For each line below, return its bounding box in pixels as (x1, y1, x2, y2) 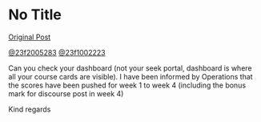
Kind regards (8, 104, 51, 114)
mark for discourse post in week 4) (8, 88, 124, 98)
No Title (8, 6, 62, 24)
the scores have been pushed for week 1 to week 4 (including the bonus (8, 80, 247, 90)
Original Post (8, 32, 51, 42)
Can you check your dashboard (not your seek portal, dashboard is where (8, 63, 252, 73)
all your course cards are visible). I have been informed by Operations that (8, 71, 254, 81)
